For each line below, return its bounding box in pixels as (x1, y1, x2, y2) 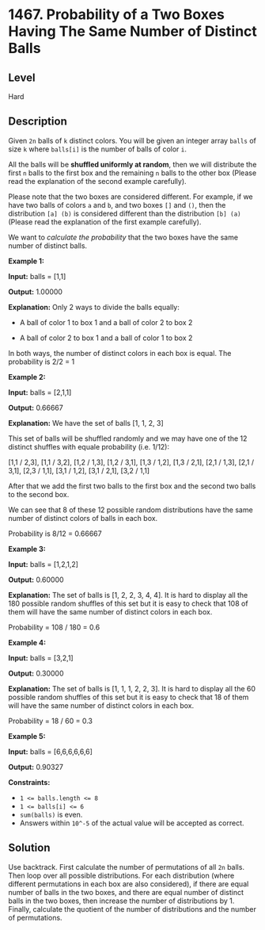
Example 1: (8, 256, 45, 266)
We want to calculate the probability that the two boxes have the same (8, 232, 239, 242)
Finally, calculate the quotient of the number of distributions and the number (8, 904, 257, 913)
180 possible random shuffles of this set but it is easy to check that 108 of (8, 599, 248, 608)
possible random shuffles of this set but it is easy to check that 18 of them (8, 692, 249, 702)
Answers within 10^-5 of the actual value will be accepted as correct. (19, 818, 244, 828)
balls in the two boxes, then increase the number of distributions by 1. (8, 896, 235, 905)
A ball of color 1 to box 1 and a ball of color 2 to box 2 (19, 317, 193, 327)
